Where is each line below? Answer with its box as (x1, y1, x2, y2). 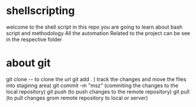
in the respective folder (6, 36, 63, 43)
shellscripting (6, 4, 75, 18)
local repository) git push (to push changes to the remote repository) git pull (6, 88, 190, 95)
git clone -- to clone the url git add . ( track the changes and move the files (6, 75, 187, 82)
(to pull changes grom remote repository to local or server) (6, 94, 148, 101)
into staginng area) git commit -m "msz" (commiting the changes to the (6, 82, 179, 89)
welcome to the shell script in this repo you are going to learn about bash (6, 23, 183, 30)
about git (6, 57, 51, 70)
